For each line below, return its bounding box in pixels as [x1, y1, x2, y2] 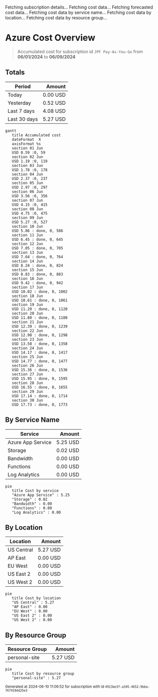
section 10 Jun [11, 224, 43, 229]
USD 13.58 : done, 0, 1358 [11, 341, 68, 346]
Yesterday [7, 99, 31, 106]
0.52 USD [43, 99, 66, 106]
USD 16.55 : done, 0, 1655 [11, 385, 68, 389]
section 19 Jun [11, 302, 43, 307]
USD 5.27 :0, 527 [11, 220, 48, 225]
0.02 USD [56, 447, 79, 454]
